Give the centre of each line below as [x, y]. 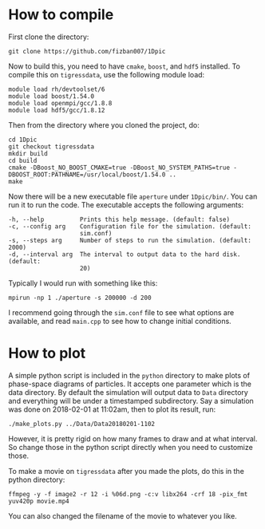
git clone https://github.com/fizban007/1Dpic [87, 51]
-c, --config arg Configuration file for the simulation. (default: [130, 226]
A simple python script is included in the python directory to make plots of [129, 375]
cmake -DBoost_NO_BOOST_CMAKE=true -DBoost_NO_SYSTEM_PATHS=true [119, 168]
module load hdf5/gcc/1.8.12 [57, 110]
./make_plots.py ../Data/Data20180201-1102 [82, 424]
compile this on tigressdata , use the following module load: [107, 74]
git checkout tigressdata [51, 146]
